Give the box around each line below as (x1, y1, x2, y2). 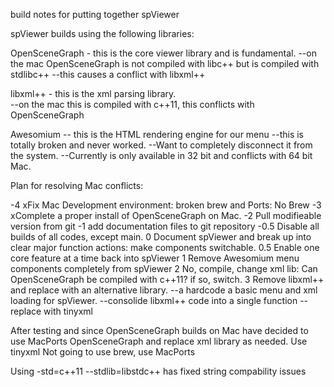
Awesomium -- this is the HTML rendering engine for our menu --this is (10, 129, 304, 140)
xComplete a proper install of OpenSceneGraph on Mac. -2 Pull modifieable (10, 210, 322, 221)
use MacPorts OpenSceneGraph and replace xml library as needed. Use (10, 335, 308, 347)
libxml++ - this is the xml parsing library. (10, 88, 177, 99)
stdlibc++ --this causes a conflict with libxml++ (10, 69, 206, 80)
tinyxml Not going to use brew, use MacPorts (10, 346, 196, 358)
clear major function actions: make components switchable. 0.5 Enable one (10, 242, 320, 253)
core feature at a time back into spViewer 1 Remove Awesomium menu (10, 252, 300, 264)
